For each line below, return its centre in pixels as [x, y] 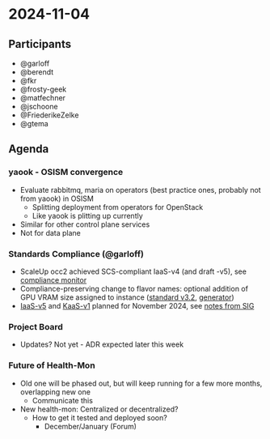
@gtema [34, 124]
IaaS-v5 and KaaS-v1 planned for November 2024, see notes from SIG [137, 305]
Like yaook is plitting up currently [87, 215]
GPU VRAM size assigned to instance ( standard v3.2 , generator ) [127, 297]
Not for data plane [50, 232]
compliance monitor [53, 279]
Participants [40, 44]
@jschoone [39, 107]
